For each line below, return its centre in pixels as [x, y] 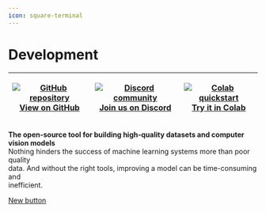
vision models [32, 142]
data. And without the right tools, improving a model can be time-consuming [133, 168]
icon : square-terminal [46, 15]
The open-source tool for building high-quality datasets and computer [126, 134]
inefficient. [26, 185]
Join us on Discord [135, 108]
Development [53, 54]
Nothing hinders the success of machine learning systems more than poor [129, 151]
